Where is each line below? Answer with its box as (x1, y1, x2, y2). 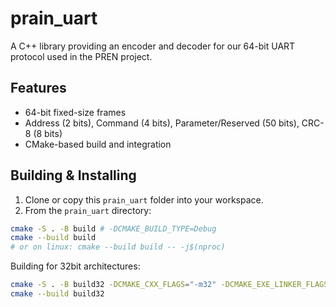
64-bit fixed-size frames (24, 106, 127, 118)
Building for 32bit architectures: (10, 260, 141, 272)
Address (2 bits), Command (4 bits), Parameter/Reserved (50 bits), (24, 117, 300, 129)
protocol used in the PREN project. (10, 50, 153, 62)
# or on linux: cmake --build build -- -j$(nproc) (10, 242, 226, 252)
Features (10, 80, 67, 97)
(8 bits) (33, 127, 63, 139)
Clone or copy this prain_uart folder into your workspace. (24, 193, 264, 206)
